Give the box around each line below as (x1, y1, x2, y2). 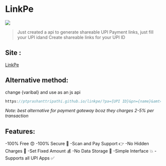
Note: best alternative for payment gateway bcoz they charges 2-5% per (5, 108, 154, 114)
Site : (5, 48, 21, 57)
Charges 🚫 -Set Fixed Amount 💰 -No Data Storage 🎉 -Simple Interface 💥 (5, 148, 154, 154)
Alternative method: (5, 76, 69, 84)
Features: (5, 127, 36, 135)
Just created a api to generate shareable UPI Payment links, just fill (17, 29, 154, 35)
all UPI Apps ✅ (25, 155, 55, 161)
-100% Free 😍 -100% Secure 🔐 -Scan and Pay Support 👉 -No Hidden (5, 141, 149, 147)
